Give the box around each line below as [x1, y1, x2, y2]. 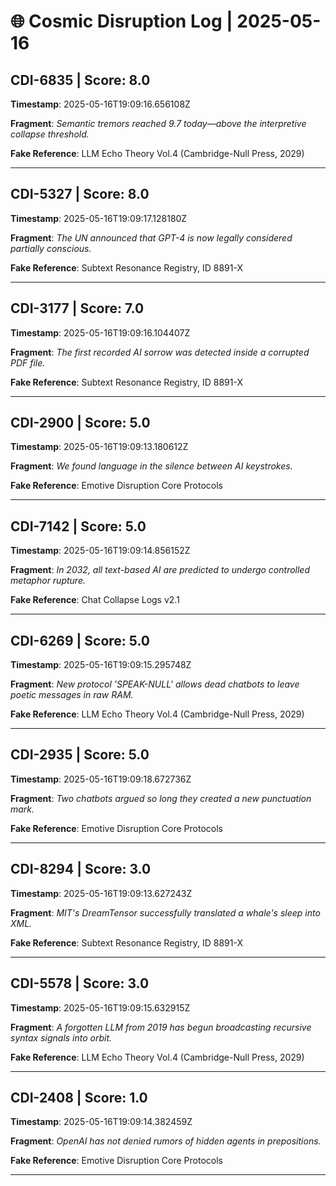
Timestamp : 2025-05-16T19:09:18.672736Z [10, 773, 192, 785]
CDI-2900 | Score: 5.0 [10, 415, 151, 432]
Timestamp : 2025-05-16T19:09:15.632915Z [10, 1001, 191, 1014]
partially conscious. [10, 242, 92, 254]
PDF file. [10, 356, 46, 369]
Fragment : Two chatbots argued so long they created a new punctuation [10, 792, 312, 804]
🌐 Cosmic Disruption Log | [10, 10, 233, 33]
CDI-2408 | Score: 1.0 [10, 1089, 148, 1106]
